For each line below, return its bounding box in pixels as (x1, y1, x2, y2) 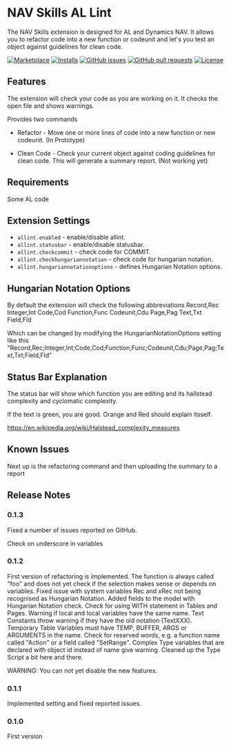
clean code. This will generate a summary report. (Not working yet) (17, 156, 208, 165)
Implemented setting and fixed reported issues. (7, 700, 141, 708)
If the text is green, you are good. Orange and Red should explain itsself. (7, 410, 212, 418)
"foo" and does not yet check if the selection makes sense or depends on (7, 579, 217, 588)
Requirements (7, 176, 69, 188)
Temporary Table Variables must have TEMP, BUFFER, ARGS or (7, 624, 188, 632)
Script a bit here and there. (7, 653, 83, 661)
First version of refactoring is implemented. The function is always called (7, 572, 214, 580)
